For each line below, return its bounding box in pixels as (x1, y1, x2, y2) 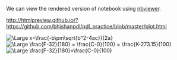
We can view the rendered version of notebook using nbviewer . (6, 5, 162, 12)
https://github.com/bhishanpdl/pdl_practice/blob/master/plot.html (6, 23, 167, 30)
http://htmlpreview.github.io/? (6, 17, 78, 23)
